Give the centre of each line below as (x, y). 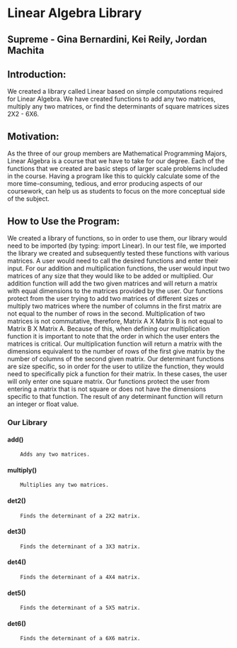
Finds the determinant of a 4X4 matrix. (80, 577)
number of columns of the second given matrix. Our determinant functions (116, 359)
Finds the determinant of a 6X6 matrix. (80, 639)
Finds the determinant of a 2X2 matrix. (80, 516)
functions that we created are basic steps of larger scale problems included (117, 169)
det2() (17, 500)
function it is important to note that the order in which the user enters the (114, 336)
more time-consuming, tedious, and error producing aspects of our (105, 184)
